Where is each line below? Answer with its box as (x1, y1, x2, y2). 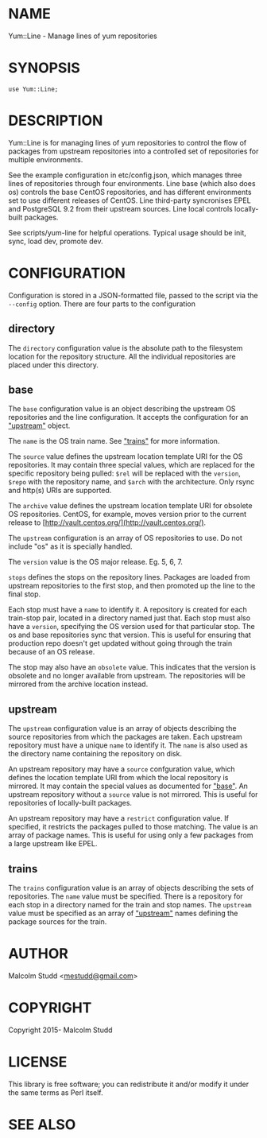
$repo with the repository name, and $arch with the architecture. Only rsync (8, 477, 255, 487)
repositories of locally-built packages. (8, 798, 133, 808)
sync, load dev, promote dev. (8, 236, 103, 246)
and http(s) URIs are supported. (8, 486, 112, 495)
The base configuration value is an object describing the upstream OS (8, 404, 236, 414)
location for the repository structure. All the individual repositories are (8, 351, 236, 361)
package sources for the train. (8, 917, 107, 926)
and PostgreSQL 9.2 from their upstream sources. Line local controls (8, 204, 233, 213)
